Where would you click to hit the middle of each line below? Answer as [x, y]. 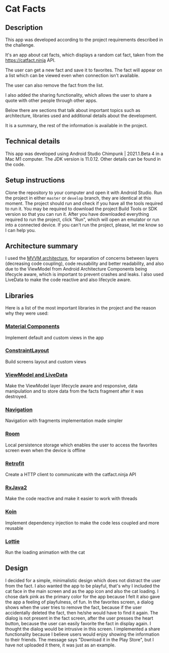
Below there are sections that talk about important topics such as [73, 110]
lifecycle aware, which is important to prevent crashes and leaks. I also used [84, 275]
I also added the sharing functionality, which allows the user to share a [78, 95]
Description [24, 28]
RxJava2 [16, 487]
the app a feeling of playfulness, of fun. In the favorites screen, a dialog [79, 602]
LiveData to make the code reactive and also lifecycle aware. [68, 280]
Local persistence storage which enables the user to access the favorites [81, 445]
